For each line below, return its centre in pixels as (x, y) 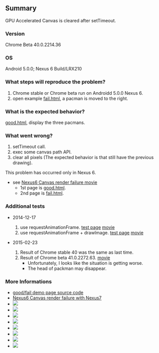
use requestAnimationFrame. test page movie (67, 227)
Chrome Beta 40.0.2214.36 (33, 45)
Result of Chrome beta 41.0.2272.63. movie (65, 257)
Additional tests (25, 206)
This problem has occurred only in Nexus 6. (51, 173)
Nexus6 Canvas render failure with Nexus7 (57, 298)
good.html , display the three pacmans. (45, 123)
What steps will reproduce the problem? (56, 82)
